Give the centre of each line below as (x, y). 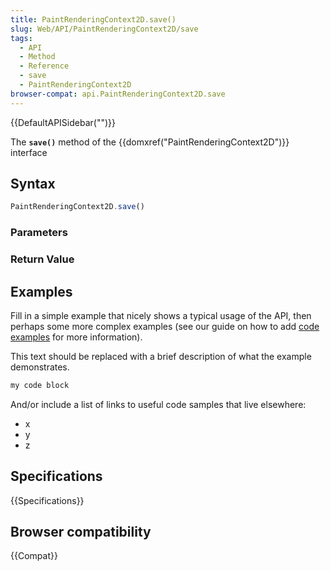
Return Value (42, 259)
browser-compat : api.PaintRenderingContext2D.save (118, 94)
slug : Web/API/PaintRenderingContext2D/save (104, 29)
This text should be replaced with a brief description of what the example (161, 356)
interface (29, 152)
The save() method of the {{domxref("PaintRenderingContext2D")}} (150, 142)
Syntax (33, 184)
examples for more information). (76, 337)
